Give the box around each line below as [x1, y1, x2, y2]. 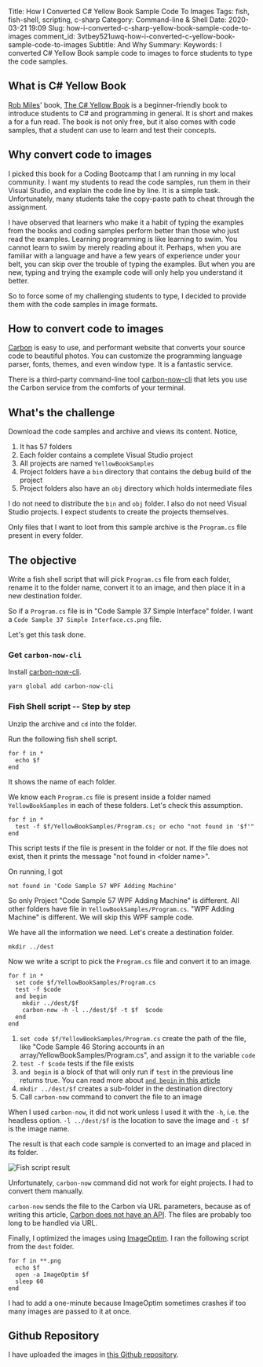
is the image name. [8, 1124, 70, 1133]
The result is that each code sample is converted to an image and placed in [8, 1139, 251, 1149]
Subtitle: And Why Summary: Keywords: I [89, 40, 222, 49]
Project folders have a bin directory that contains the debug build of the [19, 467, 252, 477]
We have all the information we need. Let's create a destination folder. [8, 927, 235, 937]
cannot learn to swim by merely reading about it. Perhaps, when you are [8, 243, 242, 252]
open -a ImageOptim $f [15, 1270, 89, 1278]
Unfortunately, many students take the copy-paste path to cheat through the [8, 194, 255, 203]
